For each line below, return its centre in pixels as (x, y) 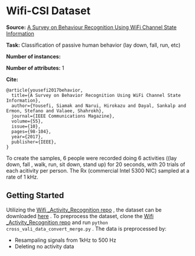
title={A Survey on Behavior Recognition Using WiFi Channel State (96, 95)
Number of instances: (33, 56)
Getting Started (35, 195)
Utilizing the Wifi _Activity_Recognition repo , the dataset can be (84, 210)
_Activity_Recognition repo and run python (57, 222)
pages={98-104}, (31, 131)
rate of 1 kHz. (22, 177)
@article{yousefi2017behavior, (45, 90)
